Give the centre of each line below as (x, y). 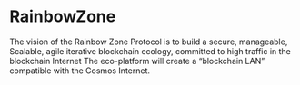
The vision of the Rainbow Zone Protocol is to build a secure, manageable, (149, 42)
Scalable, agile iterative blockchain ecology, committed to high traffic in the (150, 51)
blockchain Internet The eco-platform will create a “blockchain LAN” (137, 61)
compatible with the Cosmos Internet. (80, 71)
